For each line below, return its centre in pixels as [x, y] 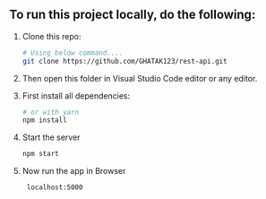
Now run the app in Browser [74, 171]
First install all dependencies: [76, 95]
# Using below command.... [73, 53]
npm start [41, 154]
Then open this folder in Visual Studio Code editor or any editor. [140, 78]
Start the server [51, 137]
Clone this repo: [51, 36]
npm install [44, 120]
